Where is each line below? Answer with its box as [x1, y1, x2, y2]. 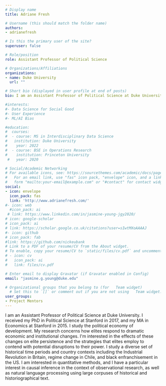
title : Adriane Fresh [5, 12, 50, 17]
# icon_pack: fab [5, 235, 41, 240]
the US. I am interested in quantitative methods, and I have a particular [5, 359, 148, 365]
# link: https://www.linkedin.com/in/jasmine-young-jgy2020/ [7, 212, 136, 217]
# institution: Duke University [5, 139, 77, 144]
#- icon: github [5, 230, 39, 235]
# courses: [5, 129, 30, 134]
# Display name [5, 7, 37, 12]
